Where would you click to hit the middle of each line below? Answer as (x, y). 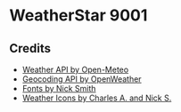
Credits (30, 48)
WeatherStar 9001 (78, 16)
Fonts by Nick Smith (59, 88)
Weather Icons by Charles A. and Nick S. (97, 98)
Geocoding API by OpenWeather (82, 79)
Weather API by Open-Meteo (75, 69)
